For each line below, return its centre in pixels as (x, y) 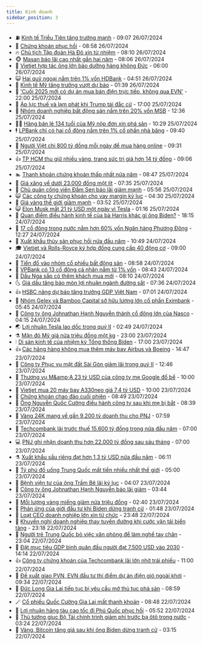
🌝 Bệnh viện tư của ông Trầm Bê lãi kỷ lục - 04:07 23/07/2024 (93, 483)
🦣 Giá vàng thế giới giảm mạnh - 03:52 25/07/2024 (79, 202)
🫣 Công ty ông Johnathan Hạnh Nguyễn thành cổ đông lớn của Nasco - (104, 313)
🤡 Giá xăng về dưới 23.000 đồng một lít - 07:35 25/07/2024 (89, 183)
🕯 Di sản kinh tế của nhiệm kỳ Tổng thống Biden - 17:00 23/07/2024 (99, 342)
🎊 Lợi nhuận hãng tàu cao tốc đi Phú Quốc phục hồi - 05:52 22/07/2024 (105, 610)
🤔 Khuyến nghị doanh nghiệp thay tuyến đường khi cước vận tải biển (100, 521)
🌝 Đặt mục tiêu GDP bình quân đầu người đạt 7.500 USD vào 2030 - (99, 547)
